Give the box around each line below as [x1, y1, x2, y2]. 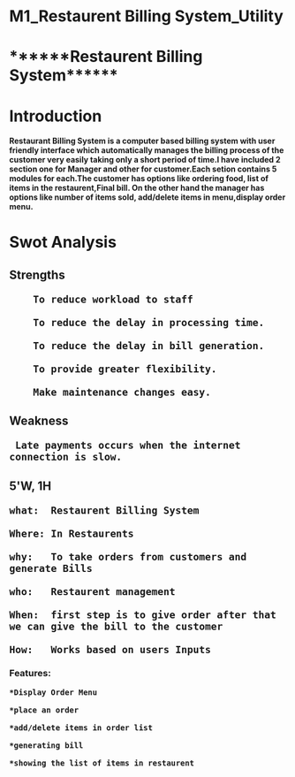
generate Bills [9, 561, 93, 575]
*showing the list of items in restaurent [9, 758, 194, 768]
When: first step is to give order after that [9, 608, 276, 621]
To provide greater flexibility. [32, 362, 218, 375]
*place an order [9, 705, 79, 715]
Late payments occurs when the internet [14, 439, 241, 452]
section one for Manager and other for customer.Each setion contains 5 [9, 164, 277, 174]
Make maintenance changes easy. [32, 385, 212, 399]
